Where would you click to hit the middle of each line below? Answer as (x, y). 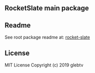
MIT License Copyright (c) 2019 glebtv (44, 65)
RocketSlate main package (47, 8)
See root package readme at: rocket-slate (47, 37)
